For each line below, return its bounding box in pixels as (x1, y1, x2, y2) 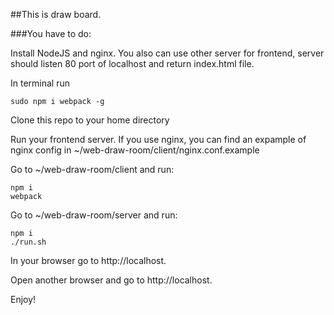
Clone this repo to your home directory (10, 114, 170, 126)
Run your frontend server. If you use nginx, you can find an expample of (10, 134, 307, 145)
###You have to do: (10, 28, 92, 39)
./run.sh (10, 237, 47, 247)
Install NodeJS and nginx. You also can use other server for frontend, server (10, 47, 325, 59)
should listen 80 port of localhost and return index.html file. (10, 58, 255, 69)
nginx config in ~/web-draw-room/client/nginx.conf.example (10, 144, 260, 156)
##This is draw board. (10, 9, 102, 20)
